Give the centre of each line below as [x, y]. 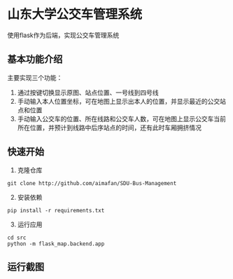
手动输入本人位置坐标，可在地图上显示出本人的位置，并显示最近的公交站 [121, 101]
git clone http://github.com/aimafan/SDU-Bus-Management [92, 183]
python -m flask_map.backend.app [56, 244]
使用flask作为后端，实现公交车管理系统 [63, 35]
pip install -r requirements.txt [56, 210]
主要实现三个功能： [35, 77]
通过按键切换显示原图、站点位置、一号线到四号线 [88, 93]
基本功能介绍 [35, 59]
